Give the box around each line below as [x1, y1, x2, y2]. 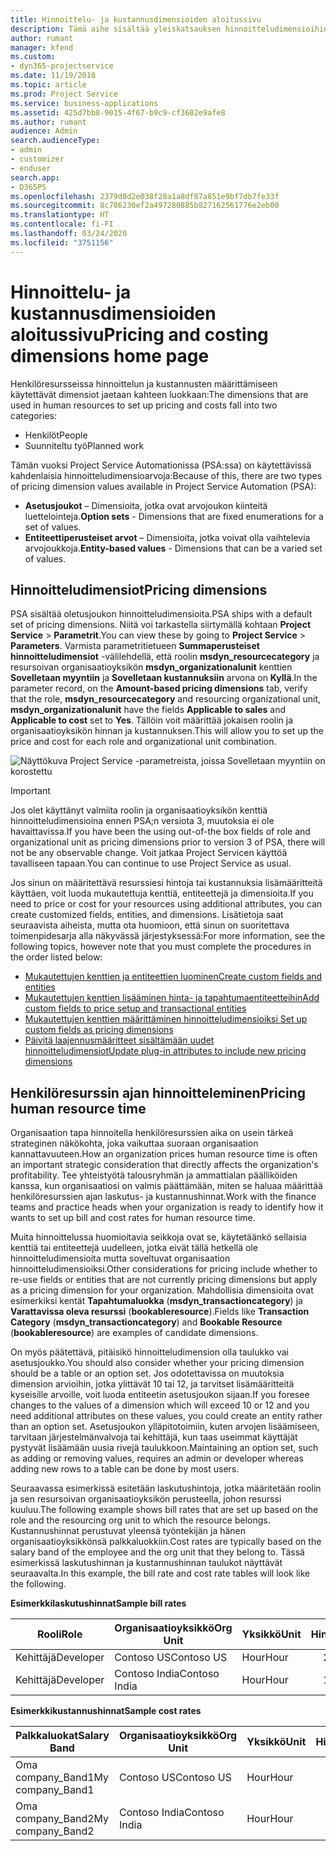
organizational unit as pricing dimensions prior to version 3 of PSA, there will [10, 836, 326, 848]
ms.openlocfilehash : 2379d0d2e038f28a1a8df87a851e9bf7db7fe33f [10, 191, 280, 201]
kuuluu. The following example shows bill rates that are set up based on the [10, 1504, 319, 1516]
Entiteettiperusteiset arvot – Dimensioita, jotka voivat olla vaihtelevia [24, 531, 311, 543]
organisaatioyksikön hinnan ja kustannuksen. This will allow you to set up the [10, 725, 324, 737]
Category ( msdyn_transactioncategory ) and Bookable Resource [10, 1316, 283, 1328]
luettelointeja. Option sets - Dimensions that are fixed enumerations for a [24, 510, 324, 522]
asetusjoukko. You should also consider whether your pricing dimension [10, 1357, 305, 1369]
